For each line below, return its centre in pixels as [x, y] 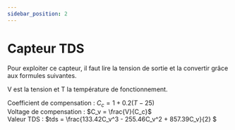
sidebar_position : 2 [38, 14]
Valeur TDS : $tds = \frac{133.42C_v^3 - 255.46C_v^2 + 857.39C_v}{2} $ [112, 119]
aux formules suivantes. [42, 75]
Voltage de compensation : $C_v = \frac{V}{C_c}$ [79, 112]
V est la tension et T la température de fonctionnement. [88, 89]
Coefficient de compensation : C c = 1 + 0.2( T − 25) [81, 104]
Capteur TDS [46, 48]
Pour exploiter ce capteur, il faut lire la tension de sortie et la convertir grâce [118, 68]
